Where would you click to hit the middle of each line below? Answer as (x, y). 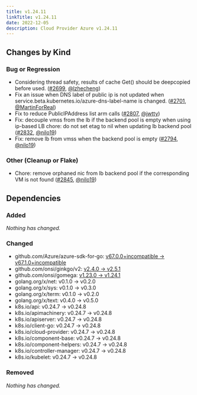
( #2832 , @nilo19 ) (36, 132)
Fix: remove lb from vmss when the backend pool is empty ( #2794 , (96, 138)
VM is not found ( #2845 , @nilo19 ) (56, 180)
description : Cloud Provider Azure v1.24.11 (62, 28)
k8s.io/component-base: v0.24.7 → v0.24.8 (68, 338)
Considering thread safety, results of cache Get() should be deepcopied (102, 82)
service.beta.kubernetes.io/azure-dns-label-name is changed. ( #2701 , (100, 101)
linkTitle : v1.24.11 (32, 17)
